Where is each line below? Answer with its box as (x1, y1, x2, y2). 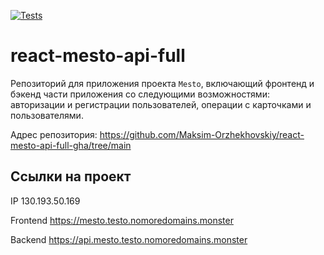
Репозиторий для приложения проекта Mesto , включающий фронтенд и (10, 77, 315, 89)
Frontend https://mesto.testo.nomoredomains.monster (10, 214, 234, 226)
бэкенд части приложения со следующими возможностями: (10, 88, 270, 100)
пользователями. (10, 109, 84, 121)
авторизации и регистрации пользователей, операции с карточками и (10, 98, 312, 110)
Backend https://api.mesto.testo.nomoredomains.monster (10, 233, 248, 245)
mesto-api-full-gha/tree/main (10, 139, 132, 151)
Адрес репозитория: (10, 128, 98, 140)
